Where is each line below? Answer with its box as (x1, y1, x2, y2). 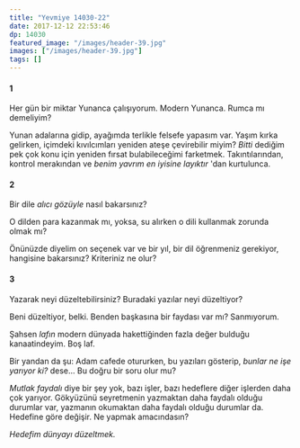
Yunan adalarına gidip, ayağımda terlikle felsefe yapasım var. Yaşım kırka (9, 130, 278, 140)
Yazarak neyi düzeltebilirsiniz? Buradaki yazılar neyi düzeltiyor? (9, 293, 243, 304)
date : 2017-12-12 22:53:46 (9, 22, 110, 31)
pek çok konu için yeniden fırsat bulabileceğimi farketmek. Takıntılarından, (9, 149, 284, 160)
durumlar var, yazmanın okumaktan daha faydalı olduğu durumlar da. (9, 401, 264, 412)
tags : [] (9, 55, 42, 64)
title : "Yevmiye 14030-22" (9, 13, 110, 22)
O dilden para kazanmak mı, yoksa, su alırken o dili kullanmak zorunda (9, 217, 269, 228)
